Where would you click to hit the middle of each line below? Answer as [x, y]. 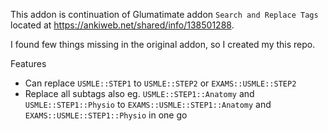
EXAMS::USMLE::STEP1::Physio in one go [106, 115]
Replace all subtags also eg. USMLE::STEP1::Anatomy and [139, 93]
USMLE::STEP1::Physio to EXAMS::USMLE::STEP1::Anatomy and [148, 104]
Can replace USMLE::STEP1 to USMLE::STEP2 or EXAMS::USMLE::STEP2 [160, 83]
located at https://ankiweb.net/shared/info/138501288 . [122, 25]
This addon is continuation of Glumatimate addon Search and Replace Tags [164, 14]
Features [28, 63]
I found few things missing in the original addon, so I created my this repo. [163, 44]
